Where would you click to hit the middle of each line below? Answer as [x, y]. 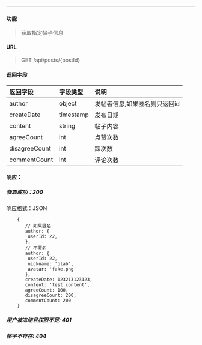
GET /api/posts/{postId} [50, 60]
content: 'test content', [57, 285]
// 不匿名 [36, 248]
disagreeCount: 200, [51, 295]
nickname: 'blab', [51, 264]
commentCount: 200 [48, 301]
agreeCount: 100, [47, 290]
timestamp [74, 115]
